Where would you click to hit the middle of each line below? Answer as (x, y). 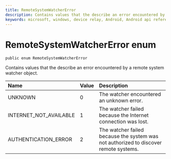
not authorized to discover (130, 143)
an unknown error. (121, 101)
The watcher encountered (130, 94)
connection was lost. (124, 122)
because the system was (129, 137)
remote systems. (119, 149)
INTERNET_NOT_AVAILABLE (41, 115)
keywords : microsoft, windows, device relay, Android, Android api (78, 19)
